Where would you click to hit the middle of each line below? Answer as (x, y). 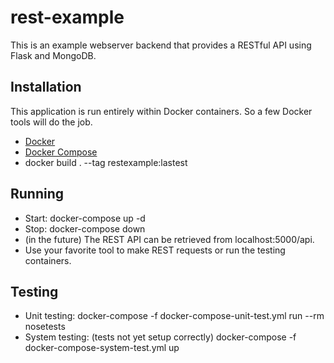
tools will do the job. (51, 122)
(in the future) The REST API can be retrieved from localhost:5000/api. (169, 239)
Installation (46, 87)
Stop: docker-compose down (85, 228)
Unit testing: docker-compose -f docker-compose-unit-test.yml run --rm (174, 316)
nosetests (45, 327)
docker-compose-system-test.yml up (102, 348)
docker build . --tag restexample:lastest (106, 162)
